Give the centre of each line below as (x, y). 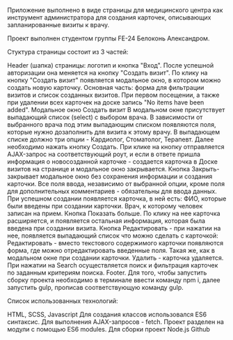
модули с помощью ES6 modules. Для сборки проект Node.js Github (109, 329)
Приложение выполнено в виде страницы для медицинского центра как (115, 10)
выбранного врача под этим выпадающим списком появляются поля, (112, 124)
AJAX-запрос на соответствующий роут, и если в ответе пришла (104, 154)
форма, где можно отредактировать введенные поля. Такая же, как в (111, 250)
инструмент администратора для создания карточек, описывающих (109, 17)
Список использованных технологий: (63, 301)
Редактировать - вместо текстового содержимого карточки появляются (115, 243)
